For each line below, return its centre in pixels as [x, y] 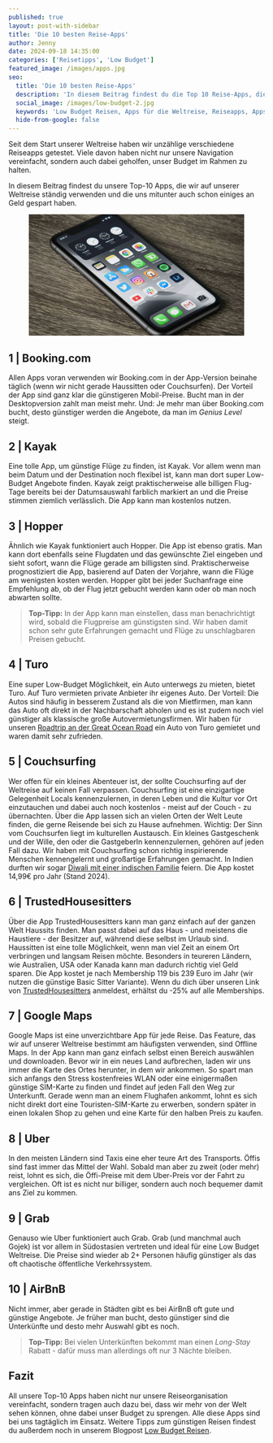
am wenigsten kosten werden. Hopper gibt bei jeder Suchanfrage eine [126, 580]
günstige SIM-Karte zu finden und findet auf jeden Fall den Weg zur [122, 1087]
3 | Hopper [36, 526]
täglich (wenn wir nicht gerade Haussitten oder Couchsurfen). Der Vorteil [131, 387]
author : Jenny [32, 43]
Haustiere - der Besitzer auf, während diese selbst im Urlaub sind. [119, 938]
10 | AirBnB [37, 1289]
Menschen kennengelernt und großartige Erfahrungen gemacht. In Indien [131, 859]
